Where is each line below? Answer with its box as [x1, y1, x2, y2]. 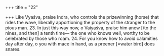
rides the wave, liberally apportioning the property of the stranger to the [5, 20, 155, 25]
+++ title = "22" [5, 5, 38, 10]
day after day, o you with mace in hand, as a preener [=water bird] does [5, 41, 155, 47]
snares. [5, 46, 21, 52]
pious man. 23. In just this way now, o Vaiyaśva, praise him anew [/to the [5, 25, 157, 31]
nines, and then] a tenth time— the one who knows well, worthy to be [5, 30, 150, 36]
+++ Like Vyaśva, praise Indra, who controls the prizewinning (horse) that [5, 14, 159, 20]
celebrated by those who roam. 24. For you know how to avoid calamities [5, 35, 158, 41]
